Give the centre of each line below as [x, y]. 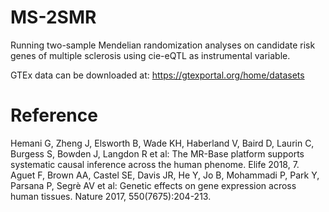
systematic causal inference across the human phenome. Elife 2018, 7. [155, 164]
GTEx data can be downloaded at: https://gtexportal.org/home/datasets [157, 75]
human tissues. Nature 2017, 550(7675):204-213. [111, 196]
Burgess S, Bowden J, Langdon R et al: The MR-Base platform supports [157, 153]
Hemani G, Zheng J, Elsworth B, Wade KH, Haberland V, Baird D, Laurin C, [162, 143]
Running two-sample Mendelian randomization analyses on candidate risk [163, 45]
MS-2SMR [53, 17]
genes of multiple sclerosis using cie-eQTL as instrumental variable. [150, 55]
